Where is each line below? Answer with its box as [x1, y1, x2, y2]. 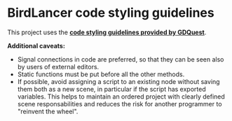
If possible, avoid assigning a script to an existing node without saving [17, 77, 220, 85]
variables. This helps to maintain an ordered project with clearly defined [17, 92, 226, 101]
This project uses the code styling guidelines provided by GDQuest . [7, 28, 207, 36]
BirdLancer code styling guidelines [7, 5, 215, 21]
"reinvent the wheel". [17, 107, 79, 115]
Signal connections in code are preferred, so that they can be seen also [17, 55, 224, 64]
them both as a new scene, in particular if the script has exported [17, 85, 206, 93]
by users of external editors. [17, 62, 100, 71]
